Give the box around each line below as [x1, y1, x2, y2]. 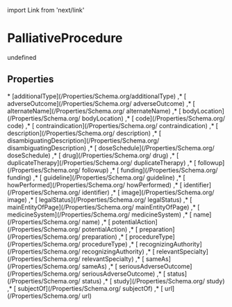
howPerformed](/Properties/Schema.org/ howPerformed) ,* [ [7, 180, 183, 189]
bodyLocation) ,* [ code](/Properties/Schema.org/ [81, 114, 226, 123]
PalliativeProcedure [7, 31, 123, 46]
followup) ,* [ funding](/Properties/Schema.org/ [81, 166, 218, 174]
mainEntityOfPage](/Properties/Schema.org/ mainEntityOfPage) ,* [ [7, 203, 200, 211]
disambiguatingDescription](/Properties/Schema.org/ [7, 136, 160, 145]
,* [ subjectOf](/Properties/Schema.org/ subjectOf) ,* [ [7, 284, 163, 292]
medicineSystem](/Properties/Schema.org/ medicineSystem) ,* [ [7, 210, 192, 219]
